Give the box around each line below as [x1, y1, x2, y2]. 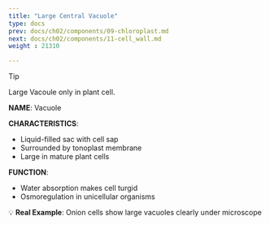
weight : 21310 [8, 42, 60, 50]
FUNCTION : [8, 167, 49, 177]
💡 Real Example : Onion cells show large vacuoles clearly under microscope [8, 208, 262, 218]
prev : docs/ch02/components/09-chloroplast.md [8, 27, 169, 35]
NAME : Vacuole [8, 103, 62, 113]
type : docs [8, 19, 46, 28]
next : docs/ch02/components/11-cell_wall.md [8, 34, 162, 43]
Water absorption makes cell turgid [20, 184, 138, 193]
